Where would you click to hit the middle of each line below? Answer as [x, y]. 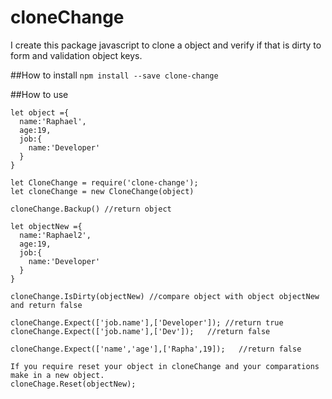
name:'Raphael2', [55, 235]
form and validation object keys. [76, 55]
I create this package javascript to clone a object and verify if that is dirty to [166, 45]
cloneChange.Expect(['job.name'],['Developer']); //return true [147, 322]
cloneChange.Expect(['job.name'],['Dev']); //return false [140, 331]
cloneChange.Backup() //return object [91, 209]
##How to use [39, 94]
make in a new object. [57, 375]
